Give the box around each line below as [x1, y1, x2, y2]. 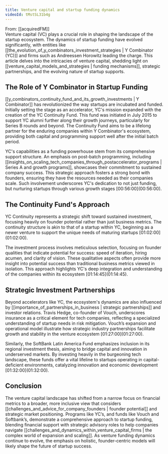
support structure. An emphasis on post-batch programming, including [5, 154, 151, 160]
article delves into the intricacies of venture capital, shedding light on [5, 58, 148, 64]
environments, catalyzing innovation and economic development [24, 362, 158, 368]
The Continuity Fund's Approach [5, 200, 110, 208]
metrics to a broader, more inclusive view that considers [5, 400, 121, 406]
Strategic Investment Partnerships [5, 286, 115, 294]
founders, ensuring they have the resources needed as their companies [5, 175, 153, 181]
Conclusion [5, 382, 42, 390]
